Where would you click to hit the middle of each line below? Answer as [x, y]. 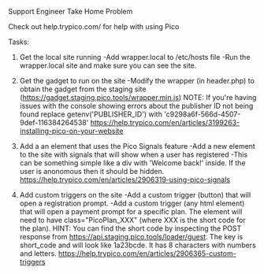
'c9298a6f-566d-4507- [203, 114]
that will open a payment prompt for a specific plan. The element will [131, 211]
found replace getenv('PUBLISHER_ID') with [91, 114]
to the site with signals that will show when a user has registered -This [134, 154]
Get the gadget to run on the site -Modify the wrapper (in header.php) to [137, 81]
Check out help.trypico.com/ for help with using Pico [94, 26]
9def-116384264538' [54, 122]
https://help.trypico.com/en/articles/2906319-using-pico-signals [125, 180]
